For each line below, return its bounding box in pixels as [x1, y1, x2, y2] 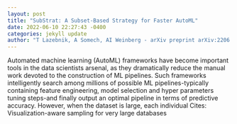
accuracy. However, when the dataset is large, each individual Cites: [7, 101, 207, 110]
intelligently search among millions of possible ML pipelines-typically [7, 79, 209, 87]
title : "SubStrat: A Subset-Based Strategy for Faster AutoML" [7, 17, 199, 24]
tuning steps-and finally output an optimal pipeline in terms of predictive [7, 94, 219, 103]
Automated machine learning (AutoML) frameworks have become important [7, 56, 229, 64]
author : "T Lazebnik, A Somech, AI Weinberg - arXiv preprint [7, 37, 195, 44]
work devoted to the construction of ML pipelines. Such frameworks [7, 72, 207, 80]
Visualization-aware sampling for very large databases [7, 109, 167, 118]
